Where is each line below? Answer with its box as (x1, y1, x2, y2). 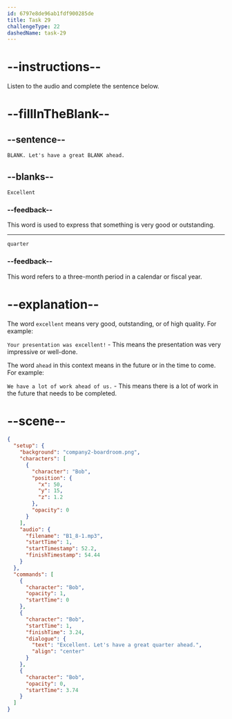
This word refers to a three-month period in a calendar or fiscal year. (7, 272, 202, 281)
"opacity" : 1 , (25, 590, 67, 597)
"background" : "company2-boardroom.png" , (19, 449, 140, 456)
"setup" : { (13, 442, 45, 449)
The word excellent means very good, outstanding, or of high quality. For (7, 319, 217, 328)
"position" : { (32, 474, 72, 481)
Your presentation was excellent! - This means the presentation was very (7, 340, 221, 348)
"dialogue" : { (25, 635, 67, 642)
